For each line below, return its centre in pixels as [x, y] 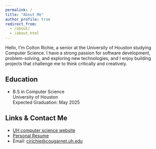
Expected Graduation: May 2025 [46, 102]
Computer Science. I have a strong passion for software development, [78, 53]
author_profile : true [28, 19]
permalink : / [19, 10]
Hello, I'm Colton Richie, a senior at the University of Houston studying [78, 48]
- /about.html [24, 33]
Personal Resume [31, 135]
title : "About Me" [24, 15]
